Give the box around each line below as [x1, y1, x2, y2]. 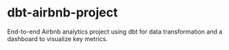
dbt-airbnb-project [7, 5, 119, 21]
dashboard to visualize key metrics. [7, 34, 108, 42]
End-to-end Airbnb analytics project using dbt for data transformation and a [7, 27, 223, 36]
